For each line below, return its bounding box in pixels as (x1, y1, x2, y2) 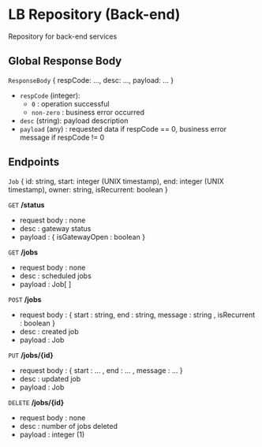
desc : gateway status (19, 223, 92, 233)
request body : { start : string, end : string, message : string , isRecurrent (19, 310, 256, 319)
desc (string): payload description (19, 116, 129, 125)
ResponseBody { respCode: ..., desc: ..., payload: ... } (8, 75, 174, 84)
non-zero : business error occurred (31, 107, 144, 117)
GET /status (8, 199, 45, 210)
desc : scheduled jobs (19, 270, 92, 281)
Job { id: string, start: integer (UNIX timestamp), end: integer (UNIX (8, 176, 224, 186)
